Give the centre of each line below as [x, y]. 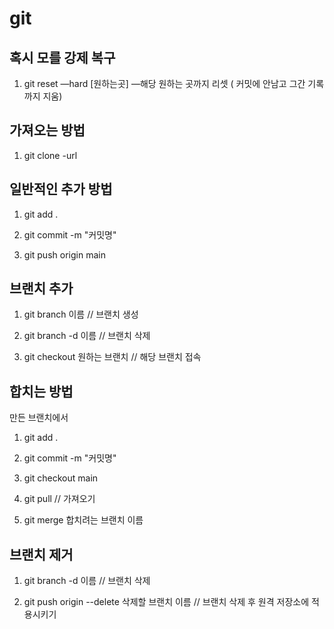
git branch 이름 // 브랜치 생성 [81, 314]
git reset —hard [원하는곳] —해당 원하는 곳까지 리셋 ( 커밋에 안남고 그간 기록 [174, 83]
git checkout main [61, 478]
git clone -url [50, 155]
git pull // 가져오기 [59, 499]
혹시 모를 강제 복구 [62, 57]
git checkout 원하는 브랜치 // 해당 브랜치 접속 [112, 357]
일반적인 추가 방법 [61, 189]
